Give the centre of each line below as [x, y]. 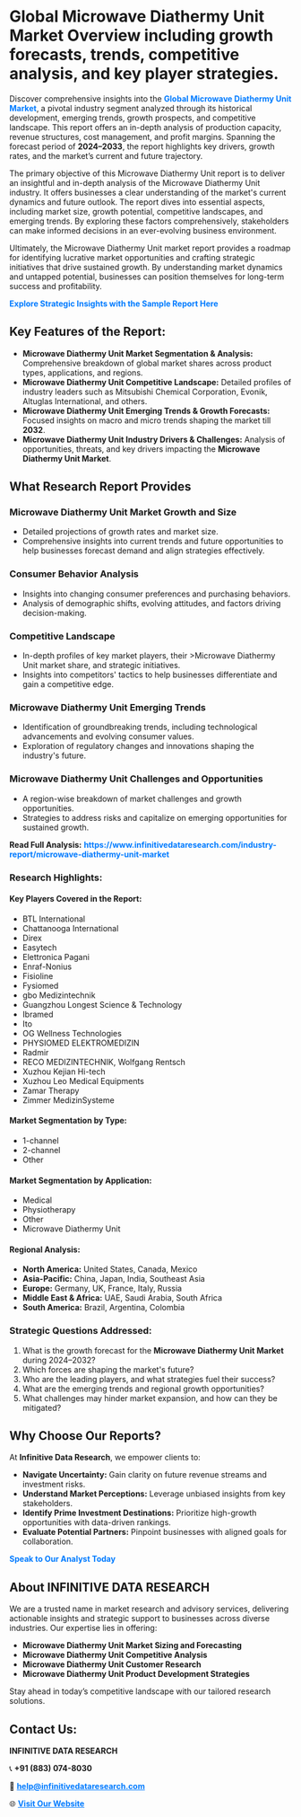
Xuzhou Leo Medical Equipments [83, 1080]
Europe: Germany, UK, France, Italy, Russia [102, 1288]
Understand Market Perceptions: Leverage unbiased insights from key [154, 1494]
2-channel [41, 1150]
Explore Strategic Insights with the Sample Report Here [114, 304]
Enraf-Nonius [47, 966]
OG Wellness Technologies [72, 1033]
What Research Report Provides [100, 487]
